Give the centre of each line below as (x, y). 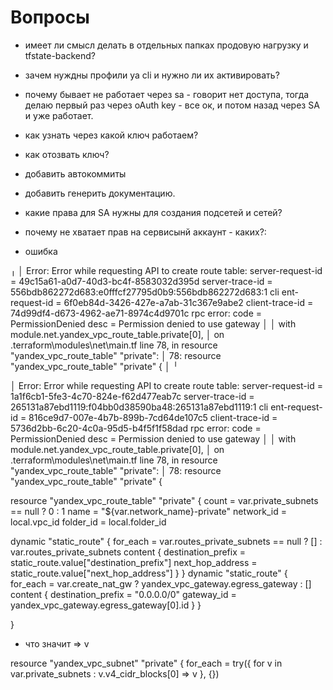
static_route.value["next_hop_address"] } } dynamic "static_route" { (149, 573)
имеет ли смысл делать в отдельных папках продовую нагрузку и (166, 45)
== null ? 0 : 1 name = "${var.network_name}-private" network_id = (149, 511)
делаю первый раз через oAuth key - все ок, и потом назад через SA (172, 105)
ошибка (41, 251)
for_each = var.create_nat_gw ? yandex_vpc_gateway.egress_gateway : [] (161, 583)
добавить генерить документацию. (100, 193)
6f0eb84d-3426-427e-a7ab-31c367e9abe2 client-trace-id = (188, 302)
